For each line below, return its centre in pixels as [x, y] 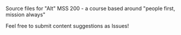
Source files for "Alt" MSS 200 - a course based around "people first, [90, 8]
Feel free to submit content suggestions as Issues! [67, 26]
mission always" [26, 15]
